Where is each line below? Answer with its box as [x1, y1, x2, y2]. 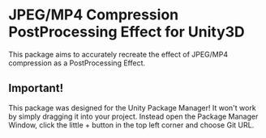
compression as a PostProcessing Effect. [8, 58, 146, 68]
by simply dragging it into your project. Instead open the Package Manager [8, 111, 259, 121]
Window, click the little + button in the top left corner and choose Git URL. [8, 119, 255, 130]
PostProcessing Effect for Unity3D [8, 23, 245, 41]
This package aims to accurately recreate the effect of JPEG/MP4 [8, 49, 229, 59]
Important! [8, 82, 63, 95]
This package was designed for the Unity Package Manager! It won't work [8, 102, 257, 112]
